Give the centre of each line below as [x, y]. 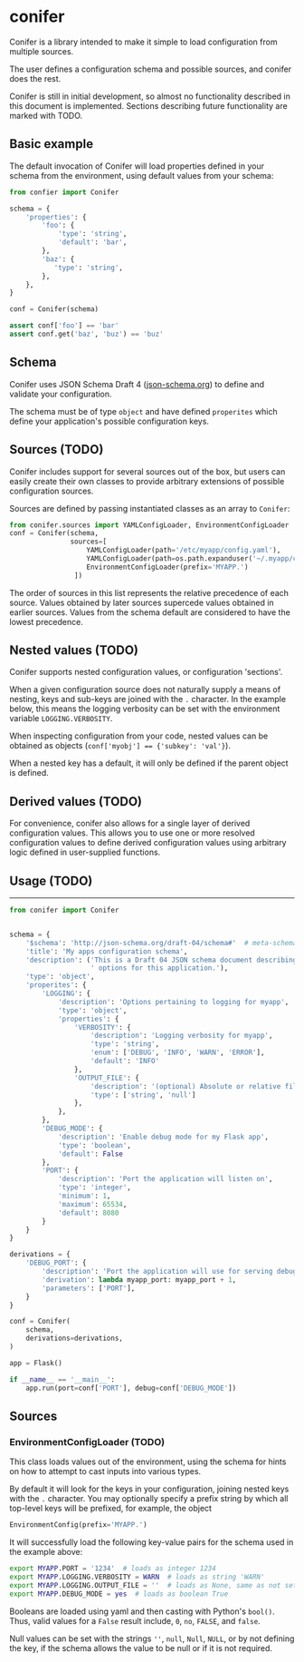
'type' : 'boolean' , [94, 1145]
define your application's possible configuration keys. [109, 421]
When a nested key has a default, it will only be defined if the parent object [149, 763]
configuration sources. [52, 491]
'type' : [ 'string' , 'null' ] [143, 1095]
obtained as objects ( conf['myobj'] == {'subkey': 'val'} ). [120, 746]
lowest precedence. [46, 621]
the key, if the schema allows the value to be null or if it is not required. [141, 1647]
